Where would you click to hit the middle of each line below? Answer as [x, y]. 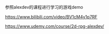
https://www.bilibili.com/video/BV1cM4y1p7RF [51, 17]
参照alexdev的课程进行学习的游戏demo [44, 7]
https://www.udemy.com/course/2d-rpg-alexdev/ [55, 26]
